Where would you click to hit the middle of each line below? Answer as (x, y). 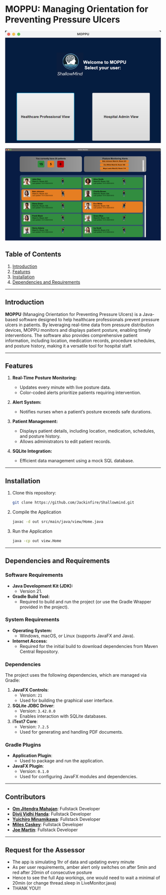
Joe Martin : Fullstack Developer (45, 830)
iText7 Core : (25, 722)
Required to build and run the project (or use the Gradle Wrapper (85, 601)
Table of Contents (33, 254)
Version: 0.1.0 (34, 771)
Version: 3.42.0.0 (38, 711)
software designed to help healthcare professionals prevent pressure (89, 319)
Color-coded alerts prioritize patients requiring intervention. (80, 393)
